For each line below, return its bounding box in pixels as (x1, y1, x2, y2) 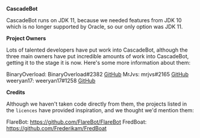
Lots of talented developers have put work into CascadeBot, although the (6, 46, 188, 53)
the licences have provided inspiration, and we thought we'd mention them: (6, 107, 194, 113)
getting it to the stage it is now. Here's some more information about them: (6, 59, 191, 66)
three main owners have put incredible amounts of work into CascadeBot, (6, 53, 189, 59)
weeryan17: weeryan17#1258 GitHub (6, 77, 96, 84)
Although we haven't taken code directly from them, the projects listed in (6, 100, 187, 107)
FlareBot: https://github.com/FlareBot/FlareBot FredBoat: (6, 118, 147, 125)
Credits (6, 89, 25, 95)
